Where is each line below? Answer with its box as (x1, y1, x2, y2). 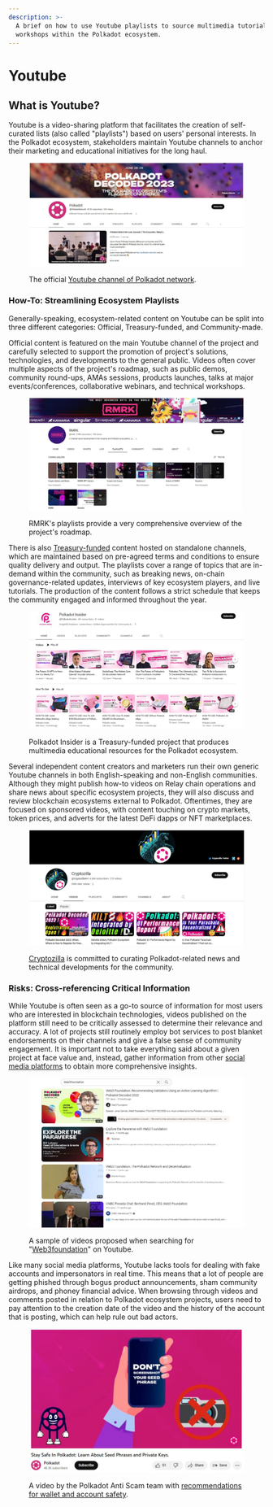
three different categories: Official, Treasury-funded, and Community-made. (8, 322, 263, 332)
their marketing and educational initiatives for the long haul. (8, 146, 207, 156)
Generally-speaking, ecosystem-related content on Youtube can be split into (8, 313, 264, 323)
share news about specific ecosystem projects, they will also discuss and (8, 787, 254, 797)
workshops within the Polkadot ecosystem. (15, 30, 162, 38)
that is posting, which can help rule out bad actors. (8, 1312, 179, 1322)
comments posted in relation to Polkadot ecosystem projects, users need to (8, 1295, 262, 1304)
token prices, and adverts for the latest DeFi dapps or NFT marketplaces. (8, 813, 253, 823)
